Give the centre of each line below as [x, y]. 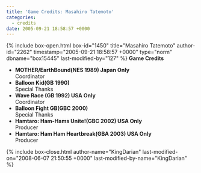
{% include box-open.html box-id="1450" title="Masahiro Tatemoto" [91, 46]
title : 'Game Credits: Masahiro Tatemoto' [60, 12]
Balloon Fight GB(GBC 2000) [51, 108]
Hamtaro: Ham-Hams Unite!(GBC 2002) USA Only [79, 121]
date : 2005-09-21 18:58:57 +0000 [48, 29]
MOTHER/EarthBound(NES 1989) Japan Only [72, 70]
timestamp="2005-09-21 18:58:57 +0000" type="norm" [103, 52]
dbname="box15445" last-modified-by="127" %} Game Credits [85, 58]
